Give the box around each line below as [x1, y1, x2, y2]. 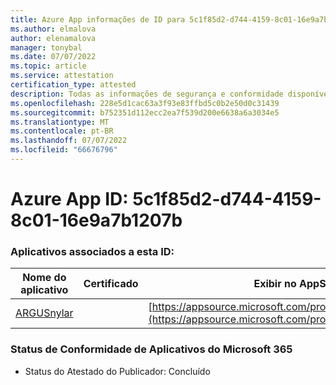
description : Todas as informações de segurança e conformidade [10, 89, 284, 99]
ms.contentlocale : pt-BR [10, 126, 114, 136]
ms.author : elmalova [10, 24, 97, 34]
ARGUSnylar [15, 306, 74, 320]
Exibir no [253, 277, 297, 291]
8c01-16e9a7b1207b [10, 209, 183, 232]
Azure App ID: [10, 188, 129, 211]
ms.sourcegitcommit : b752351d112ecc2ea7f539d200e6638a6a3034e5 [10, 107, 280, 118]
